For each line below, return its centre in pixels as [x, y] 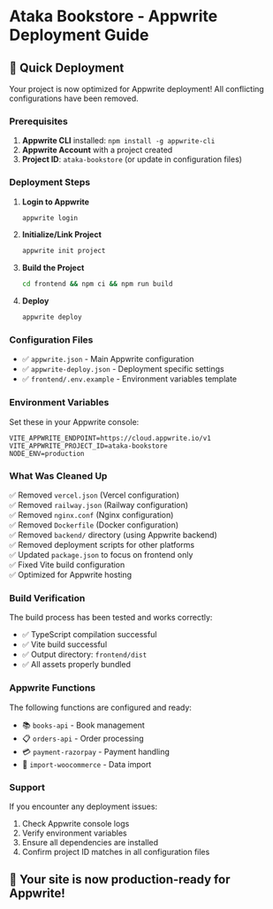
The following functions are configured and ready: [101, 707]
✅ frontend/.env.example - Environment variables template [129, 379]
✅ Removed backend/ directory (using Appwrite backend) [114, 535]
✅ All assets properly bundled [76, 665]
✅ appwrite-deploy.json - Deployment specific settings [123, 369]
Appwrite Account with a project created [97, 150]
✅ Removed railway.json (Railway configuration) [99, 505]
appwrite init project [64, 251]
